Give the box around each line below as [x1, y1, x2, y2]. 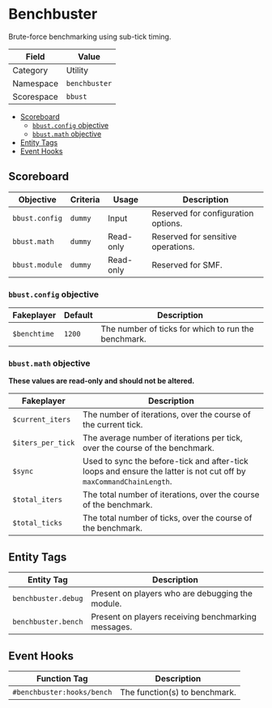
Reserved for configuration [151, 208, 254, 219]
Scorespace [12, 91, 58, 102]
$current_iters [12, 415, 71, 424]
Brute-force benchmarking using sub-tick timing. [8, 32, 172, 41]
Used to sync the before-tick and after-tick [82, 456, 249, 467]
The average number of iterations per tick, [82, 432, 243, 444]
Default [63, 310, 93, 321]
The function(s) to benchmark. [120, 686, 236, 697]
